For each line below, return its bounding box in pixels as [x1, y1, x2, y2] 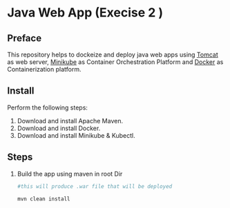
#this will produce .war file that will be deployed [17, 183, 173, 190]
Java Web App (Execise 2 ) [7, 5, 164, 21]
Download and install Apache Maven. [17, 116, 123, 125]
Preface [7, 32, 42, 44]
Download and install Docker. [17, 124, 101, 132]
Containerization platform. [7, 65, 82, 73]
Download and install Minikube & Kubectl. [17, 131, 136, 139]
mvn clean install [17, 195, 70, 202]
